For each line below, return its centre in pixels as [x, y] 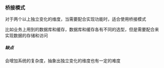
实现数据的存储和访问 [26, 35]
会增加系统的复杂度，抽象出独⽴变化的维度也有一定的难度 [63, 61]
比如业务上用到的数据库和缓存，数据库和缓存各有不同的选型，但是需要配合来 [82, 30]
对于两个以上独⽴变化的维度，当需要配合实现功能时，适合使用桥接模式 [76, 19]
